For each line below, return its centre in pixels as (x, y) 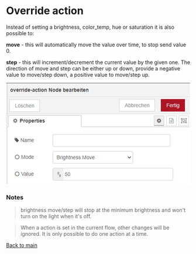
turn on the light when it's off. (56, 216)
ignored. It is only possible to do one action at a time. (84, 234)
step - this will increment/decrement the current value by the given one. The (98, 62)
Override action (45, 11)
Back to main (22, 245)
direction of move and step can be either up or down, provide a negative (93, 68)
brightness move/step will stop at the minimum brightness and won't (103, 210)
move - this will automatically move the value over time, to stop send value (96, 45)
